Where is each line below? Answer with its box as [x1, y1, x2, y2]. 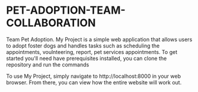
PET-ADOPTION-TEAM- [6, 4, 126, 17]
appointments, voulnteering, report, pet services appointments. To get [6, 48, 178, 55]
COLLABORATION [6, 16, 96, 30]
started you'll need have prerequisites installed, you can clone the [6, 55, 167, 62]
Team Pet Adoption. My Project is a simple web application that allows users [6, 36, 193, 43]
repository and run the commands [6, 61, 90, 68]
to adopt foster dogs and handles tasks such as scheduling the [6, 42, 160, 49]
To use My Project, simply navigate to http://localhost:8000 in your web [6, 72, 181, 80]
